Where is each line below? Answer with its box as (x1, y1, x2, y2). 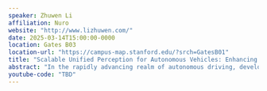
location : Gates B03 (8, 41, 77, 49)
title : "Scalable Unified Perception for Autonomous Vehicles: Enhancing (8, 56, 258, 64)
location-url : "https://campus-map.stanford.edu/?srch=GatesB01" (8, 48, 229, 56)
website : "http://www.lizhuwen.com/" (8, 26, 133, 34)
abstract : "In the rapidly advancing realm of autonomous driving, (8, 63, 237, 71)
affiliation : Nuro (8, 19, 69, 27)
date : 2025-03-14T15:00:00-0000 (8, 33, 115, 42)
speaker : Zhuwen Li (8, 11, 73, 20)
